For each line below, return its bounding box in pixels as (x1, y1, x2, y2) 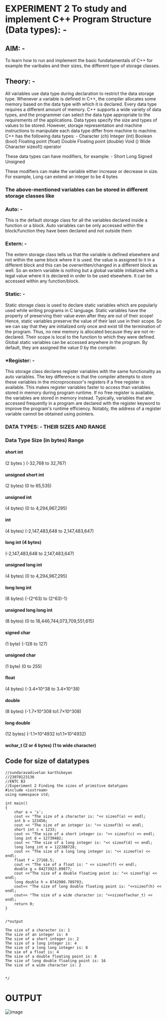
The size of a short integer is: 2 (5, 936, 79, 941)
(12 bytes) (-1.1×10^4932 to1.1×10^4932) (5, 731, 86, 737)
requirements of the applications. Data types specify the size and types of (5, 117, 158, 123)
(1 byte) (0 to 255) (5, 663, 42, 669)
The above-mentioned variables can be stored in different (5, 186, 148, 193)
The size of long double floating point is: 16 (5, 958, 106, 963)
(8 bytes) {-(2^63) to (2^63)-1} (5, 595, 68, 601)
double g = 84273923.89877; (14, 866, 72, 871)
